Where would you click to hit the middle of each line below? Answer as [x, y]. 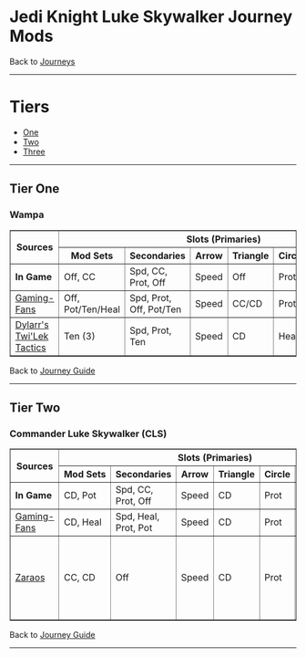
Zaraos [30, 578]
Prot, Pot [134, 528]
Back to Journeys [42, 61]
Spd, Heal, [138, 517]
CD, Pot [80, 496]
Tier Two [35, 407]
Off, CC [79, 277]
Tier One [35, 189]
